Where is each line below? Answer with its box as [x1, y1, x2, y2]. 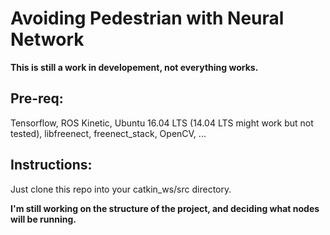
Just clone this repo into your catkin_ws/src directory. [10, 183, 232, 195]
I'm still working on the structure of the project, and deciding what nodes [10, 202, 320, 214]
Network [10, 28, 85, 51]
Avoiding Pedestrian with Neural [10, 7, 285, 30]
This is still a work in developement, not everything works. [10, 61, 259, 73]
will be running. [10, 213, 77, 225]
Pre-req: [10, 90, 64, 107]
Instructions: [10, 157, 93, 174]
